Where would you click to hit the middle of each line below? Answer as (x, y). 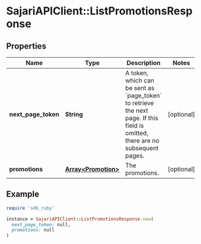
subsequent (142, 148)
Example (23, 194)
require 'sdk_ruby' (31, 208)
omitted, (137, 133)
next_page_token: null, (41, 224)
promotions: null (33, 230)
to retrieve (140, 103)
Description (144, 63)
